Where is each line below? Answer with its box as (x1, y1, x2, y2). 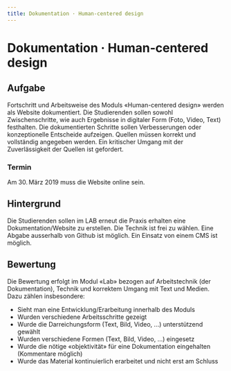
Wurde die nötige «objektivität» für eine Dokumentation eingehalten (17, 342, 211, 350)
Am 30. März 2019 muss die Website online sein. (7, 178, 145, 186)
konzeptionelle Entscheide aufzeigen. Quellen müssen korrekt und (7, 130, 196, 139)
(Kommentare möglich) (17, 350, 83, 358)
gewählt (17, 327, 41, 336)
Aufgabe (7, 83, 46, 94)
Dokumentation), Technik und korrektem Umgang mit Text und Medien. (7, 284, 210, 293)
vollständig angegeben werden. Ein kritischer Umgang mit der (7, 137, 183, 146)
